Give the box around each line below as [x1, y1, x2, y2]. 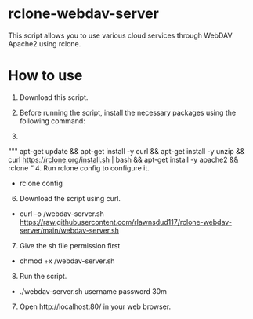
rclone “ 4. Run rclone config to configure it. [8, 163, 150, 173]
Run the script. [19, 271, 67, 280]
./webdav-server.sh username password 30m [19, 286, 167, 295]
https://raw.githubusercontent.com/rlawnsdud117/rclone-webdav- [19, 217, 233, 226]
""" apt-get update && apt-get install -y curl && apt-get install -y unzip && [8, 146, 245, 156]
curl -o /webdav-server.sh [19, 209, 104, 218]
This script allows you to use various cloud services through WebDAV [8, 31, 233, 40]
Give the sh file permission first [19, 240, 121, 250]
